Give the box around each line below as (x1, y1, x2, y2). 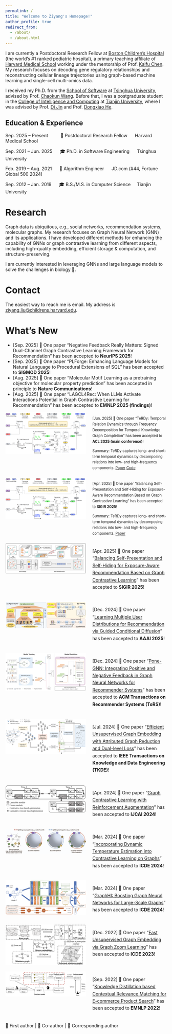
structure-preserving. (5, 251, 51, 257)
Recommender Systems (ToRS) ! (92, 701, 162, 707)
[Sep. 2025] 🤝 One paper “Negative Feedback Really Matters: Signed (12, 342, 159, 348)
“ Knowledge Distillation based (92, 984, 156, 990)
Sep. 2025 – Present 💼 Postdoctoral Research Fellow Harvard (5, 132, 152, 138)
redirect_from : (5, 25, 38, 30)
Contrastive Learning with (92, 797, 147, 803)
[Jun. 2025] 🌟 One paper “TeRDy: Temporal (92, 415, 166, 421)
